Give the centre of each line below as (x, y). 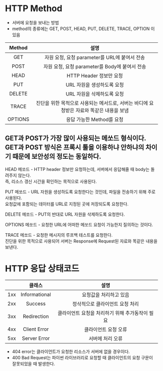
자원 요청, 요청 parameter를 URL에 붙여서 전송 (95, 57)
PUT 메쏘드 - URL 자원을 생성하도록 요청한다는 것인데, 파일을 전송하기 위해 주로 (80, 192)
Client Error (36, 329)
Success (36, 303)
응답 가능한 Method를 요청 (95, 119)
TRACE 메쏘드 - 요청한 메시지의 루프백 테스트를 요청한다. (59, 235)
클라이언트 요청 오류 (106, 329)
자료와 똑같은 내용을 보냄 (102, 110)
